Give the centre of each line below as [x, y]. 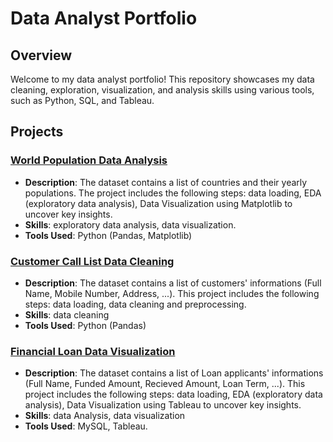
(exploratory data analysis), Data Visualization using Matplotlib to [158, 203]
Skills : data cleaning [67, 314]
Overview [41, 55]
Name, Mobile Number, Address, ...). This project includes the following [172, 293]
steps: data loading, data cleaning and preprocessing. [135, 304]
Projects [37, 132]
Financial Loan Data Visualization [93, 351]
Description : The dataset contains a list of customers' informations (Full [173, 283]
